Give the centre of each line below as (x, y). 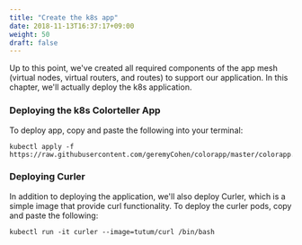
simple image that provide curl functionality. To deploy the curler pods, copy (151, 206)
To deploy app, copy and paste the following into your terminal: (126, 130)
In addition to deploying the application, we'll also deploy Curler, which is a (147, 196)
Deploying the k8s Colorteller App (85, 110)
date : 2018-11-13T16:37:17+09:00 (72, 26)
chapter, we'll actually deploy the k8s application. (101, 87)
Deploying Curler (47, 177)
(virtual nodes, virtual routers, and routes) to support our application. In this (149, 78)
